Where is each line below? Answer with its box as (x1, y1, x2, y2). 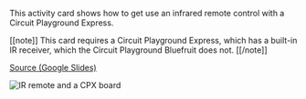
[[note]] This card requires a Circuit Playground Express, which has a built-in (9, 35, 298, 45)
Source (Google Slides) (9, 63, 98, 73)
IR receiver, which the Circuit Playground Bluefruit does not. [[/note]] (9, 45, 268, 55)
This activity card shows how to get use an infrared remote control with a (9, 8, 285, 18)
